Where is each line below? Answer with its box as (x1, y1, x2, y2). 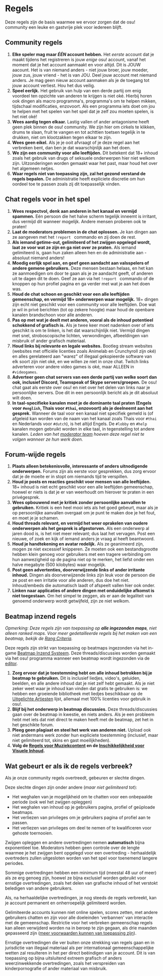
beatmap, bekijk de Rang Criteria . (5, 635, 73, 642)
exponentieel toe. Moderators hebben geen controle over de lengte (5, 845, 140, 851)
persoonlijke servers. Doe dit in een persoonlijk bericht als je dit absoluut (12, 389, 158, 395)
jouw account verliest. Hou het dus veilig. (12, 82, 95, 88)
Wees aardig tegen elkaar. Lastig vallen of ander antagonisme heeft (12, 119, 149, 124)
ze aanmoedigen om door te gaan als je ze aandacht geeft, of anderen (12, 270, 153, 276)
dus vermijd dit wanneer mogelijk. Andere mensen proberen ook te (12, 218, 146, 224)
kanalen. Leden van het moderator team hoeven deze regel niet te (12, 431, 145, 437)
